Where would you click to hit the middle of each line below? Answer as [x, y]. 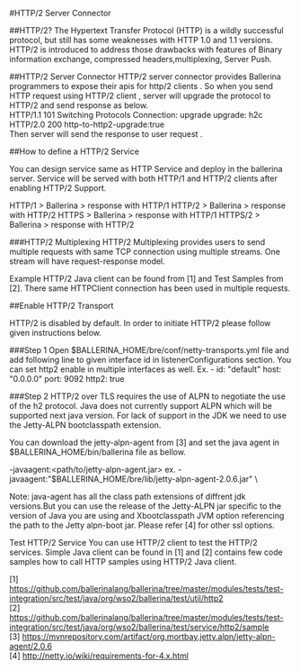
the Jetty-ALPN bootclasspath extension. [85, 425]
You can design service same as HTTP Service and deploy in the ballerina [146, 169]
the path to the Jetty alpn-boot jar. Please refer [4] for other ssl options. [142, 525]
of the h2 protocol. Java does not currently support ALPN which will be [141, 406]
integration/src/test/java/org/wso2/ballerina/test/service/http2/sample [139, 627]
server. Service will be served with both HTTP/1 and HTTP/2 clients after [144, 178]
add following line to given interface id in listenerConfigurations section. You [150, 360]
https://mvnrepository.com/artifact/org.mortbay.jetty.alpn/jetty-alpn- [149, 637]
